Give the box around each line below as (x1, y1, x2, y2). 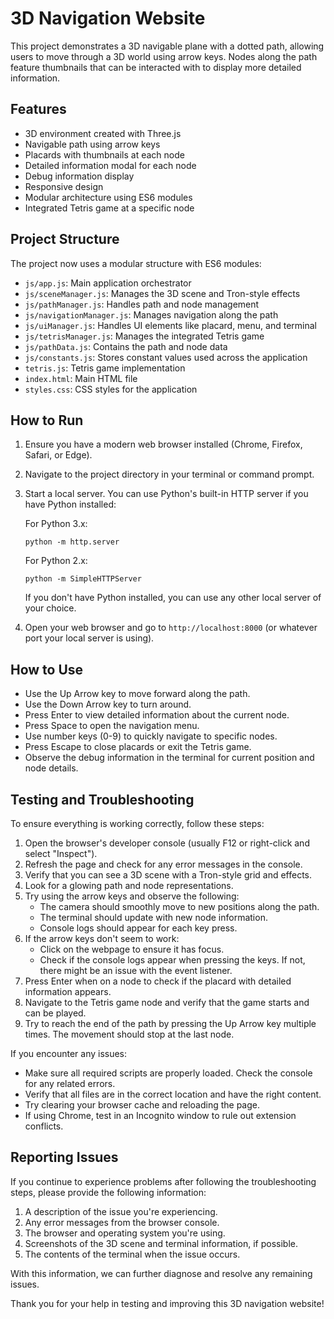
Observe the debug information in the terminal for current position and (24, 752, 315, 764)
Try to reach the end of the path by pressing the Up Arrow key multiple (24, 1018, 317, 1029)
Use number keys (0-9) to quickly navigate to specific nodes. (24, 730, 278, 742)
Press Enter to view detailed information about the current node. (24, 709, 290, 721)
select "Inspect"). (24, 848, 98, 859)
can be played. (24, 1007, 87, 1019)
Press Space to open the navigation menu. (24, 720, 200, 732)
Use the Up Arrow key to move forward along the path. (24, 688, 251, 700)
